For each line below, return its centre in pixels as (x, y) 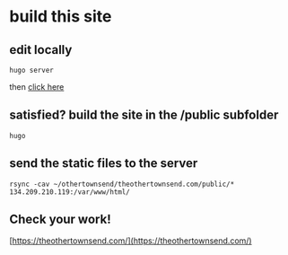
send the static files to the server (104, 163)
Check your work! (60, 220)
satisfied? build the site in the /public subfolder (144, 115)
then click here (37, 87)
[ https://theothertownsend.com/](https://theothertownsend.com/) (131, 241)
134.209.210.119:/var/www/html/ (70, 192)
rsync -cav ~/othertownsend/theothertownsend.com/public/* (122, 184)
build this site (61, 17)
